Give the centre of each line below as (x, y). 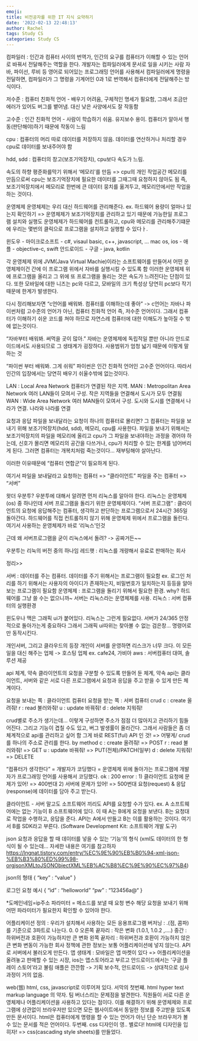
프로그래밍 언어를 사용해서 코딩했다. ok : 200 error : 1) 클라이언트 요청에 (100, 776)
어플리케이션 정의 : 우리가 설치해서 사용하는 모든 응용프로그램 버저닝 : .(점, (91, 923)
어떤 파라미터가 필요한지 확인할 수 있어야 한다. (59, 910)
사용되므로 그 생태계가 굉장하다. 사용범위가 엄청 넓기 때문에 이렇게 (107, 346)
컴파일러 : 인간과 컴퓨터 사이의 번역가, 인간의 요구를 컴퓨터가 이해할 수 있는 (92, 57)
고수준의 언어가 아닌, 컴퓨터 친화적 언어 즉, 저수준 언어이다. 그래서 (102, 311)
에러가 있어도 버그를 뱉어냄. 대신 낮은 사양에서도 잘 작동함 (72, 106)
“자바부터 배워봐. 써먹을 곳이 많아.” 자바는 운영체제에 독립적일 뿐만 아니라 (90, 338)
